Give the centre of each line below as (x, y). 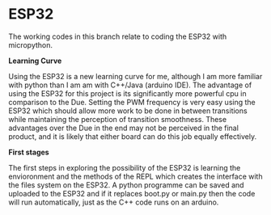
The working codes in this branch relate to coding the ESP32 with (118, 36)
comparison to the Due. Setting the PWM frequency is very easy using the (132, 102)
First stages (29, 152)
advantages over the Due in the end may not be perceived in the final (123, 128)
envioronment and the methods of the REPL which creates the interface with (135, 176)
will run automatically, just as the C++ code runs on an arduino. (114, 202)
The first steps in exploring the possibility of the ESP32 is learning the (125, 167)
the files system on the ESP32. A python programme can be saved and (126, 185)
